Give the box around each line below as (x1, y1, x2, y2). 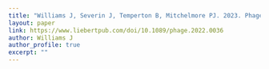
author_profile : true (8, 41, 81, 49)
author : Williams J (8, 33, 74, 42)
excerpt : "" (8, 48, 48, 56)
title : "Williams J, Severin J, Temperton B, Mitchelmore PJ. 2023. (8, 11, 242, 20)
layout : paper (8, 19, 56, 27)
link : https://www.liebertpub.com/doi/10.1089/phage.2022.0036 (8, 26, 224, 34)
